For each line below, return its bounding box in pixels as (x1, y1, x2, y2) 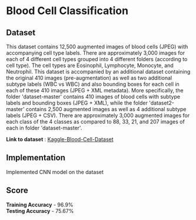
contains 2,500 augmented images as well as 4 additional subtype (25, 106, 187, 112)
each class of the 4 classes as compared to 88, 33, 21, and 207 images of (6, 118, 185, 125)
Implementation (6, 153, 66, 163)
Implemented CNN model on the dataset (6, 168, 104, 175)
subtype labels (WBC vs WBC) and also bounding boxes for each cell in (6, 81, 180, 88)
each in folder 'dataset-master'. (6, 125, 82, 131)
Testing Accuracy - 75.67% (6, 207, 74, 214)
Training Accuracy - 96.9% (6, 201, 74, 208)
